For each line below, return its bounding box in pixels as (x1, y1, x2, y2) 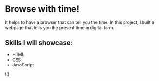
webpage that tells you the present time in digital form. (5, 24, 115, 30)
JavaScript (12, 62, 34, 67)
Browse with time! (5, 3, 80, 15)
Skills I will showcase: (5, 39, 73, 47)
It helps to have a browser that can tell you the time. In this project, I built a (5, 19, 155, 25)
